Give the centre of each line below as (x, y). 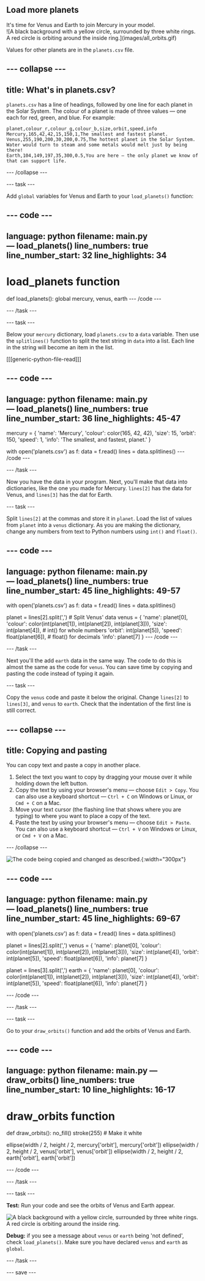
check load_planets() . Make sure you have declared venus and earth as (97, 1242)
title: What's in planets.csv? (61, 90)
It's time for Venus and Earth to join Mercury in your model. (81, 25)
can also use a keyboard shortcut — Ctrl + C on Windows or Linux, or (104, 796)
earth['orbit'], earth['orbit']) (41, 1158)
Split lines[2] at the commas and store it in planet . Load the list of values (99, 518)
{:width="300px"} (164, 860)
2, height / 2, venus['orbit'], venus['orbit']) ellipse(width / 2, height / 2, (95, 1152)
